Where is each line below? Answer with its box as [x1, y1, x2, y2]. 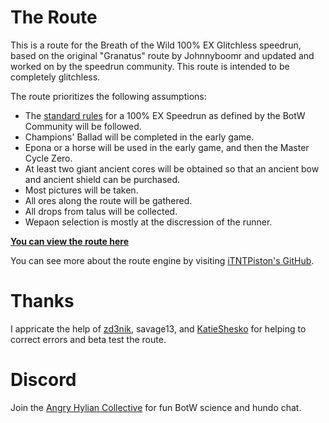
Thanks [10, 290, 75, 313]
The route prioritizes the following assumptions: [10, 90, 207, 102]
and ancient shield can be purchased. [24, 173, 181, 185]
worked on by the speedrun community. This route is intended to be [10, 60, 290, 72]
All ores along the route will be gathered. [24, 194, 193, 206]
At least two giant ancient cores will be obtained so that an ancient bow [24, 162, 320, 175]
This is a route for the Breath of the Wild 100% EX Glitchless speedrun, [10, 39, 302, 51]
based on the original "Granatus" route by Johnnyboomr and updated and [10, 49, 315, 61]
